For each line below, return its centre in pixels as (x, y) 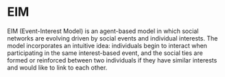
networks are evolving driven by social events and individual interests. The (113, 38)
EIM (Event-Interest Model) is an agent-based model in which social (103, 31)
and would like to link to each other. (57, 67)
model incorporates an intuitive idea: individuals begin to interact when (107, 45)
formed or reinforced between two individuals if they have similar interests (112, 60)
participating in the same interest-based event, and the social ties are (105, 53)
